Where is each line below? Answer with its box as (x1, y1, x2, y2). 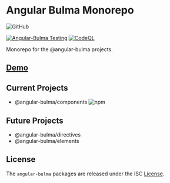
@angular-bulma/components (14, 98, 88, 106)
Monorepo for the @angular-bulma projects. (6, 45, 113, 53)
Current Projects (6, 83, 68, 93)
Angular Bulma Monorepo (6, 4, 134, 17)
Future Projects (6, 115, 64, 125)
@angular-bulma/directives (14, 131, 81, 138)
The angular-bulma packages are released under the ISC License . (6, 170, 165, 177)
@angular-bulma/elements (14, 137, 79, 144)
